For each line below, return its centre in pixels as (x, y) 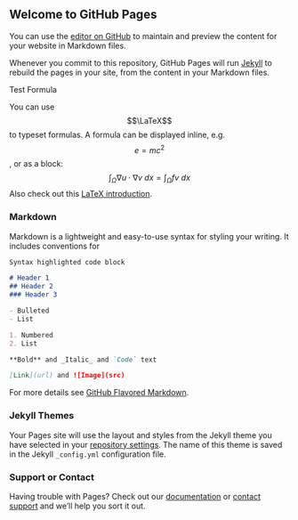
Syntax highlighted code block (67, 262)
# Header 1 (29, 278)
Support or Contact (52, 477)
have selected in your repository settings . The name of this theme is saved (146, 444)
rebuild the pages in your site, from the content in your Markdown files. (139, 72)
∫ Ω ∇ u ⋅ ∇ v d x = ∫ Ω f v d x (149, 179)
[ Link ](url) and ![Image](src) (67, 376)
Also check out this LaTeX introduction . (81, 194)
